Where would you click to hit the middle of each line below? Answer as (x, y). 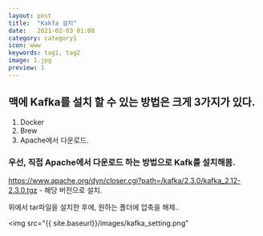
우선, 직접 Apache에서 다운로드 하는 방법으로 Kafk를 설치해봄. (122, 162)
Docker (32, 122)
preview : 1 (26, 68)
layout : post (30, 16)
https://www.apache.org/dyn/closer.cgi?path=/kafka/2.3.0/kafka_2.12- (125, 180)
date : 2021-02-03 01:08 (51, 30)
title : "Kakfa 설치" (43, 23)
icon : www (25, 46)
